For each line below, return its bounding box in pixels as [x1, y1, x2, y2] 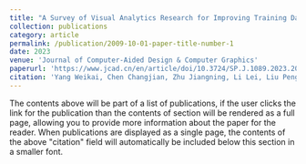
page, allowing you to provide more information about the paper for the [9, 117, 276, 128]
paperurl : [9, 65, 47, 74]
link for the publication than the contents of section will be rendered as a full [9, 107, 295, 118]
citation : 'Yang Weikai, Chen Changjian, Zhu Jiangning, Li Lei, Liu [9, 73, 280, 82]
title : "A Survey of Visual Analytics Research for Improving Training [9, 13, 287, 23]
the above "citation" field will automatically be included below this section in [9, 136, 295, 147]
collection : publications [9, 22, 107, 31]
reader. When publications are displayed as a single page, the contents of [9, 127, 286, 138]
